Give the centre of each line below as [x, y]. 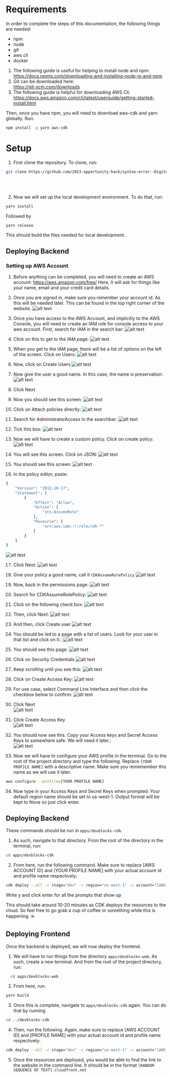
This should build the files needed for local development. [66, 235]
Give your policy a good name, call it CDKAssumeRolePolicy [74, 575]
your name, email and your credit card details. [62, 288]
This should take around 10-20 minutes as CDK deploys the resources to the [86, 905]
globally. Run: [20, 118]
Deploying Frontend [38, 934]
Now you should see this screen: [47, 400]
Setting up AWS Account [37, 266]
